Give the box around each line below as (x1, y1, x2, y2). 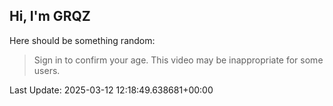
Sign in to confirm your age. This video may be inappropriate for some (33, 54, 324, 66)
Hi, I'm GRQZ (9, 8, 91, 25)
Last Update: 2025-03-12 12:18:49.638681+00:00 (9, 84, 214, 96)
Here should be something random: (9, 34, 156, 46)
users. (33, 64, 61, 76)
